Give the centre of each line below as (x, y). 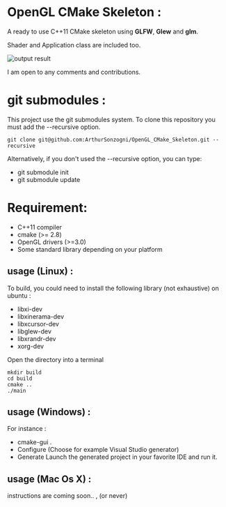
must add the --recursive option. (54, 127)
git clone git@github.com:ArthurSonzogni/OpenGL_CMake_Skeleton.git (108, 139)
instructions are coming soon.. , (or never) (67, 496)
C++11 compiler (40, 227)
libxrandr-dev (37, 338)
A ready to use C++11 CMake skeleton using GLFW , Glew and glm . (103, 31)
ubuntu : (19, 295)
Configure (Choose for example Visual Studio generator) (98, 450)
